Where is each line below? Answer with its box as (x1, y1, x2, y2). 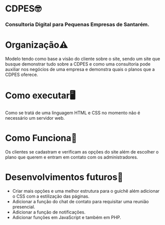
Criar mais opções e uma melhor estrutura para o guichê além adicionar (12, 188, 160, 194)
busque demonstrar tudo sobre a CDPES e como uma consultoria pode (5, 61, 151, 67)
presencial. (12, 204, 36, 210)
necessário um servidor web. (5, 115, 65, 121)
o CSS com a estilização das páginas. (12, 193, 89, 199)
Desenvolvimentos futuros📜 (5, 172, 123, 183)
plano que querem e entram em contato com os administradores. (5, 154, 138, 160)
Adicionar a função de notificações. (12, 209, 86, 215)
